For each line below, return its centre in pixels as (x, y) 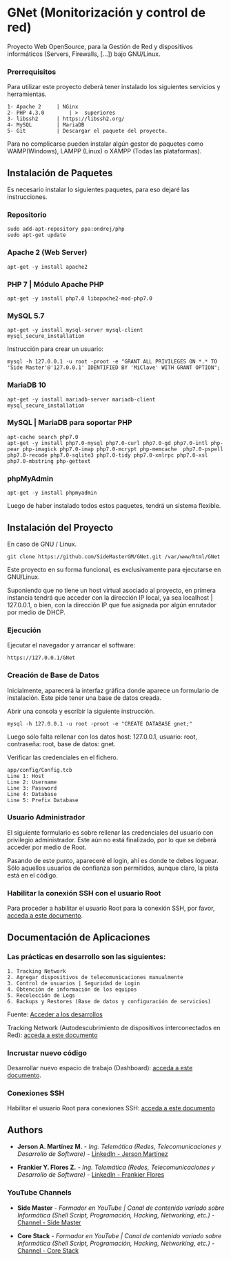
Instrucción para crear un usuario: (56, 349)
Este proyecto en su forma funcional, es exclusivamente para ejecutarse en (114, 569)
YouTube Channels (39, 1193)
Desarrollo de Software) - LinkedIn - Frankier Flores (91, 1175)
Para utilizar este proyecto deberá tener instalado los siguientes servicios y (114, 87)
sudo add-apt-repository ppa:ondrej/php (66, 229)
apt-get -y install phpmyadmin (52, 493)
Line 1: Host (26, 776)
